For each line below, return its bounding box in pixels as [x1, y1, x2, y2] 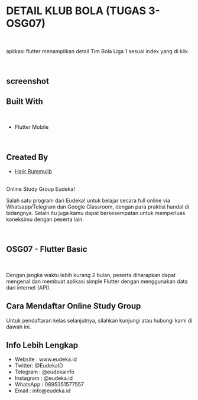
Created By [6, 152, 48, 162]
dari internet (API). [6, 284, 51, 291]
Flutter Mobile [14, 123, 49, 131]
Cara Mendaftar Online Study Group [6, 301, 141, 311]
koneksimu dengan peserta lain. [6, 216, 84, 223]
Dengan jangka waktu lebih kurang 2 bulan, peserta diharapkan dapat [6, 271, 176, 278]
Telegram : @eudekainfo [14, 368, 75, 376]
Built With [6, 96, 43, 106]
